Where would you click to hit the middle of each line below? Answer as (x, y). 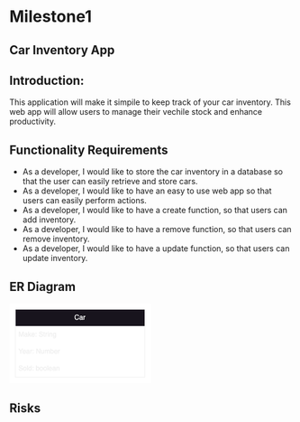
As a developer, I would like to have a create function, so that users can (155, 211)
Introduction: (47, 80)
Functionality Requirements (89, 150)
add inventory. (49, 220)
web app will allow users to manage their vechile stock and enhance (136, 112)
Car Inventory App (62, 50)
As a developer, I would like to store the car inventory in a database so (153, 172)
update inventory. (55, 258)
